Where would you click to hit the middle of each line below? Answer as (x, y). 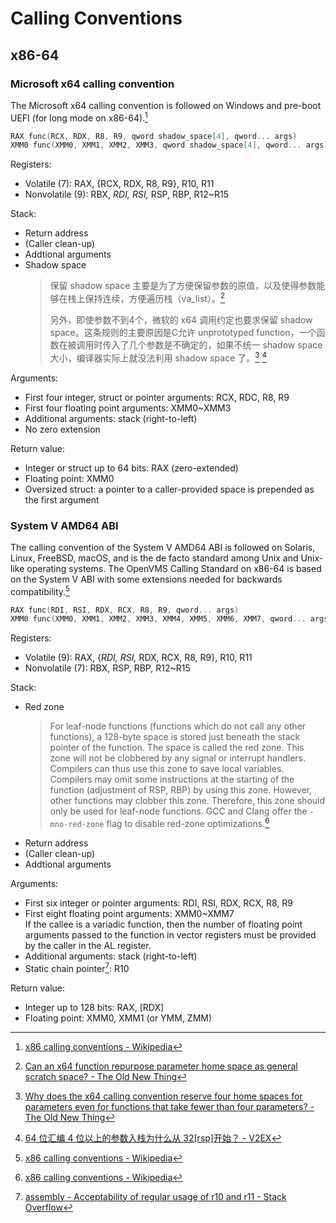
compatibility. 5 (40, 590)
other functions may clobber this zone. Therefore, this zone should (187, 801)
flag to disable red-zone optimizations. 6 (188, 822)
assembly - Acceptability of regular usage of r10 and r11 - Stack (155, 1196)
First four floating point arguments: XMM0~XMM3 (128, 408)
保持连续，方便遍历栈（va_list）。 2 (154, 297)
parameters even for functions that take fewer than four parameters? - (169, 1106)
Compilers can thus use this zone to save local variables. (167, 769)
